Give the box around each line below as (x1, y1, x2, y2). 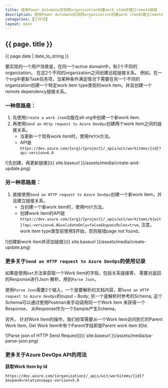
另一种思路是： (5, 179, 41, 186)
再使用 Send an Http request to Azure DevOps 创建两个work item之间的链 (12, 121, 162, 127)
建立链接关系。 (16, 197, 48, 203)
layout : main (5, 21, 32, 27)
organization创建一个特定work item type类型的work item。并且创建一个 (5, 82, 152, 88)
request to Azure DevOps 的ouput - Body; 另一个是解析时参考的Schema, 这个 (5, 293, 162, 299)
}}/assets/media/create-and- (80, 160, 140, 166)
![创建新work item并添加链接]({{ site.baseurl (5, 238, 96, 244)
